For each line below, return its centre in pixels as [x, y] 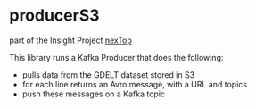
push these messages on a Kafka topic [94, 94]
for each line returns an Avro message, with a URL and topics [135, 84]
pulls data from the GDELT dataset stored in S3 [108, 75]
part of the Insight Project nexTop [70, 40]
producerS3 [54, 16]
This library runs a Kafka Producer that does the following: [116, 57]
